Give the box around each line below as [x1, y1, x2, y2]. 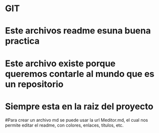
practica [5, 36, 40, 47]
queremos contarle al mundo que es [5, 68, 155, 79]
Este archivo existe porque [5, 58, 116, 69]
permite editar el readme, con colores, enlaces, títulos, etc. [5, 122, 124, 128]
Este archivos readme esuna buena [5, 25, 151, 37]
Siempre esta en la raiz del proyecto [5, 101, 154, 112]
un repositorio [5, 78, 64, 90]
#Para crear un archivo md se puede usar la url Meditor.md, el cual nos [5, 117, 148, 123]
